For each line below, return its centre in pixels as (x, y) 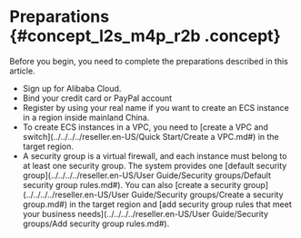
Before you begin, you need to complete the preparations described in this (149, 61)
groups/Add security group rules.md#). (96, 223)
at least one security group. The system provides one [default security (155, 165)
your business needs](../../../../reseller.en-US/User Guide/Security (145, 213)
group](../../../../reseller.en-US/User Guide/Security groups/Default (146, 175)
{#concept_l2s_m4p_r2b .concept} (145, 36)
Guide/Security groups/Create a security (207, 194)
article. (22, 71)
